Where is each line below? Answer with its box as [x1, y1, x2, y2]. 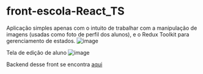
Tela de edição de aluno [6, 49, 67, 56]
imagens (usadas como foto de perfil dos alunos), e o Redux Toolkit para [6, 30, 190, 38]
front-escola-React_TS [6, 4, 125, 18]
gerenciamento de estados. [6, 37, 76, 44]
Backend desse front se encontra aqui [6, 61, 103, 68]
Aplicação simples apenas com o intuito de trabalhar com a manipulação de [6, 24, 197, 32]
